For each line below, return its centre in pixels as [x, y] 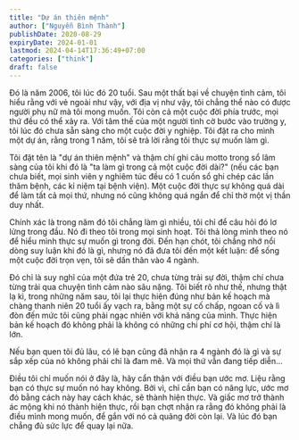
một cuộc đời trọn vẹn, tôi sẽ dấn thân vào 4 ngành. [104, 260]
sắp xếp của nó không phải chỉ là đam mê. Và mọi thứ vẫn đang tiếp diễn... [146, 361]
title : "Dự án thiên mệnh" [59, 17]
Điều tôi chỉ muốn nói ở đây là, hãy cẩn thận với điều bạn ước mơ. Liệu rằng [147, 378]
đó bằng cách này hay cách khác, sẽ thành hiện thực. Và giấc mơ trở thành [147, 397]
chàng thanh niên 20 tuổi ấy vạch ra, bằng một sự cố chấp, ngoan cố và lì [145, 305]
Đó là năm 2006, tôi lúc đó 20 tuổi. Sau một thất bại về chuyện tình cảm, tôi [148, 92]
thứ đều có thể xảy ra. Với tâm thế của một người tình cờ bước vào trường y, [148, 120]
